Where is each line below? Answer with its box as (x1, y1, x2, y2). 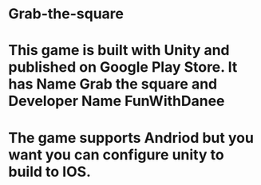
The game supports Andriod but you (8, 128, 254, 147)
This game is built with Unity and (8, 41, 230, 60)
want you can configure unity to (8, 145, 225, 163)
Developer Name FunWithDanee (8, 92, 225, 110)
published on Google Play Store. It (8, 58, 238, 77)
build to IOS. (8, 163, 92, 180)
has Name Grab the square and (8, 75, 218, 93)
